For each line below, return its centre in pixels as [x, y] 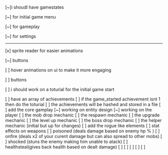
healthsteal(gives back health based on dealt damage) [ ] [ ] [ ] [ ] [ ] [75, 147]
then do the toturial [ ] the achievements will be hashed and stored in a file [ [83, 104]
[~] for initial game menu [30, 17]
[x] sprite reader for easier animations [44, 50]
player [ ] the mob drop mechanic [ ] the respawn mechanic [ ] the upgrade [82, 115]
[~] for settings [21, 36]
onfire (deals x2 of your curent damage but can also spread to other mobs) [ [84, 136]
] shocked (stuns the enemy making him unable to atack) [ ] [66, 141]
